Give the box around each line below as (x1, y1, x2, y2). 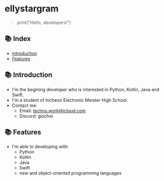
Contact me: (11, 102, 38, 108)
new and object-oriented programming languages (19, 170, 122, 176)
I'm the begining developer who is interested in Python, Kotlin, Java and (11, 86, 160, 92)
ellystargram (4, 3, 59, 14)
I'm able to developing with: (11, 144, 69, 150)
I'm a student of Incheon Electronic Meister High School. (11, 97, 128, 103)
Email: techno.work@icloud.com (19, 108, 86, 114)
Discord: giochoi (19, 113, 53, 119)
